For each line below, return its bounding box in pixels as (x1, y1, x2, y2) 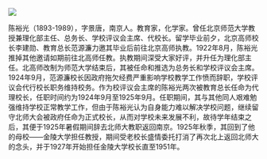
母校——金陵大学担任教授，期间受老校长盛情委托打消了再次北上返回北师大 (14, 132, 259, 142)
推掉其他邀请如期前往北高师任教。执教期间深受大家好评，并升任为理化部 (8, 53, 245, 62)
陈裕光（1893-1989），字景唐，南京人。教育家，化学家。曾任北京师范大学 (8, 24, 249, 32)
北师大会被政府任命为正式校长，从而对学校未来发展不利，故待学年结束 (14, 112, 245, 122)
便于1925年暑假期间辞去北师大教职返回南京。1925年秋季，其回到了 (29, 123, 249, 131)
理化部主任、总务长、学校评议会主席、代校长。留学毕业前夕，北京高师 (21, 33, 252, 43)
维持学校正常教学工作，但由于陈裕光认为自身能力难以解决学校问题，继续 (14, 103, 252, 112)
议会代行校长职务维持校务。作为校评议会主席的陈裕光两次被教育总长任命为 (8, 83, 252, 92)
